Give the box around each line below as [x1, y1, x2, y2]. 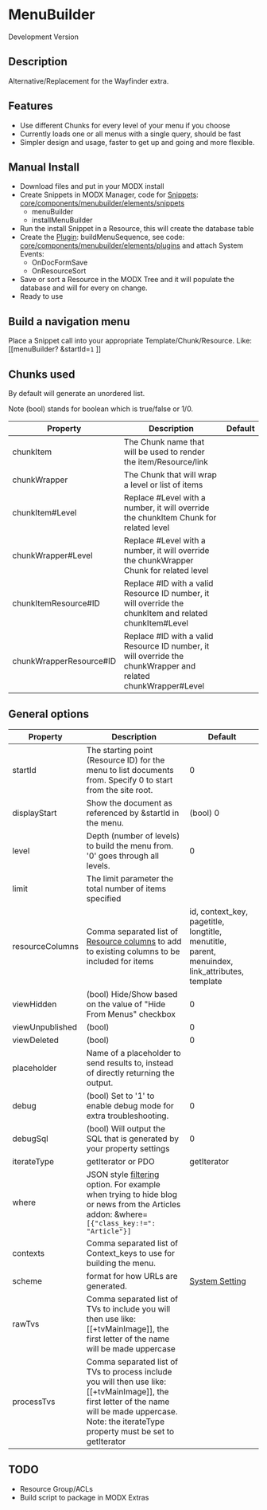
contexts [12, 1247, 45, 1258]
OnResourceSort [31, 266, 87, 276]
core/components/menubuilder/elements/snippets [19, 198, 185, 208]
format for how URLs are [86, 1270, 178, 1281]
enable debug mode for [86, 1100, 174, 1111]
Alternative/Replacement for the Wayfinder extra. [8, 76, 169, 85]
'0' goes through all [86, 850, 159, 861]
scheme [12, 1275, 42, 1286]
